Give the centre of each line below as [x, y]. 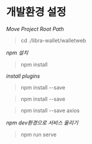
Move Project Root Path [35, 29]
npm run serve [39, 135]
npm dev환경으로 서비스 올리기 [42, 123]
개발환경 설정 [36, 12]
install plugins [23, 76]
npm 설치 [17, 52]
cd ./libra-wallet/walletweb [53, 40]
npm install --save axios [50, 110]
